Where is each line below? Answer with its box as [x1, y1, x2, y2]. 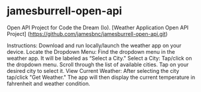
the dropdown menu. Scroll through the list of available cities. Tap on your [7, 61, 189, 68]
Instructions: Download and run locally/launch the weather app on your [7, 42, 182, 49]
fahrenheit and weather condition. [7, 79, 90, 87]
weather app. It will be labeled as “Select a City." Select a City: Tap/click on [7, 54, 192, 62]
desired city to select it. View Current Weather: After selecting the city [7, 67, 179, 74]
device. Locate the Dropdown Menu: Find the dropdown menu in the [7, 48, 175, 55]
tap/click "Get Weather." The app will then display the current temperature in [7, 73, 196, 81]
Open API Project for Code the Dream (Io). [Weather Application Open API [7, 24, 189, 31]
